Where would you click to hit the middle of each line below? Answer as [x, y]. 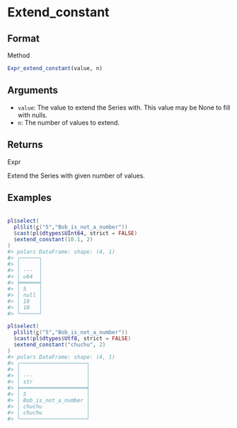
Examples [29, 198]
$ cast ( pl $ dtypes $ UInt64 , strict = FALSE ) [76, 233]
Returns [25, 145]
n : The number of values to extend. [69, 122]
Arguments [33, 90]
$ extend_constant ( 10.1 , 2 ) [53, 240]
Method [19, 55]
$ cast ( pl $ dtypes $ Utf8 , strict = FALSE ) [73, 339]
